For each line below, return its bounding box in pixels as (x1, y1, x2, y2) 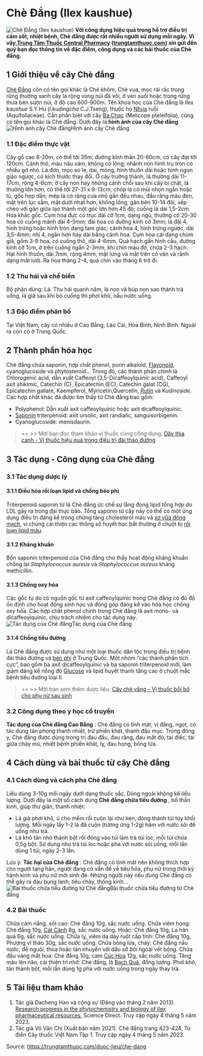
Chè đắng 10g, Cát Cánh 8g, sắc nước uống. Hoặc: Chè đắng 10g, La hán (6, 926, 189, 933)
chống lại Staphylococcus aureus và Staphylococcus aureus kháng (6, 561, 175, 568)
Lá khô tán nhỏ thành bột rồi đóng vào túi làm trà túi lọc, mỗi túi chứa (15, 834, 187, 841)
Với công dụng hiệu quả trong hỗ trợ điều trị (75, 26, 187, 33)
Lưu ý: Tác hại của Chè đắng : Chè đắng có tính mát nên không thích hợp (6, 859, 190, 866)
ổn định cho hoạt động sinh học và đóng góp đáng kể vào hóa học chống (6, 601, 190, 608)
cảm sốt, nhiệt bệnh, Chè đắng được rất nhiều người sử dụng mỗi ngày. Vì (6, 32, 195, 39)
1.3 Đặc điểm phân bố (6, 307, 72, 316)
